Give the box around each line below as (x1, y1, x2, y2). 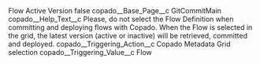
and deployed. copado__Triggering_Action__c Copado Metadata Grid (8, 39, 231, 49)
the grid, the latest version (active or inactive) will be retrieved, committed (8, 31, 248, 40)
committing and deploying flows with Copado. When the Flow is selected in (8, 23, 253, 32)
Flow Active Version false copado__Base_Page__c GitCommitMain (8, 6, 222, 15)
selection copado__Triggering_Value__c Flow (8, 48, 152, 56)
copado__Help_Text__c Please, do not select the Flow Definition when (8, 14, 234, 23)
